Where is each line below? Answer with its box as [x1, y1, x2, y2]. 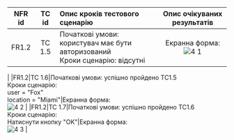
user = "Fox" [7, 88, 44, 96]
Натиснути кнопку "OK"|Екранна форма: [7, 118, 128, 126]
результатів [171, 17, 214, 27]
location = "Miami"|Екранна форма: [7, 95, 111, 104]
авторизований [59, 47, 111, 56]
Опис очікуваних [162, 9, 223, 18]
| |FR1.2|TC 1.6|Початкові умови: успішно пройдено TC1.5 [7, 73, 177, 81]
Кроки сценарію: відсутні [59, 56, 146, 65]
